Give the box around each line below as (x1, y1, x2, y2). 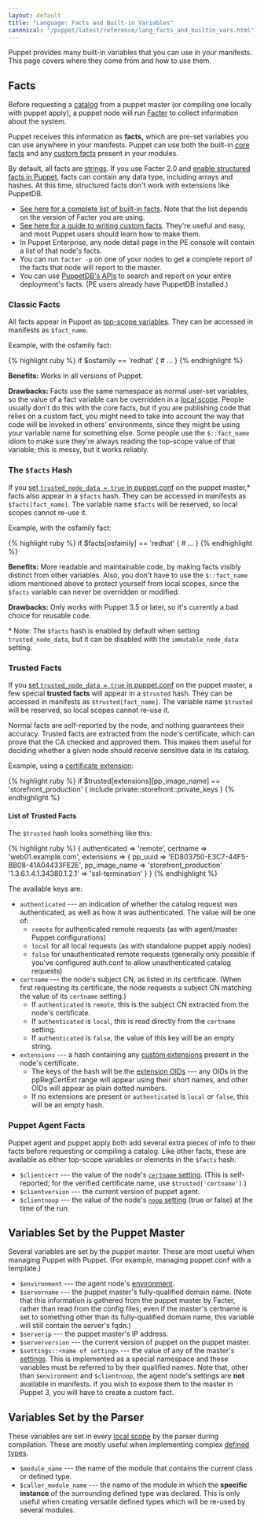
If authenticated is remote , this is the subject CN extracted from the (31, 1000, 249, 1009)
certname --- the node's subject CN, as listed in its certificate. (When (19, 974, 242, 985)
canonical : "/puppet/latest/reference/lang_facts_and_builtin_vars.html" (8, 26, 255, 34)
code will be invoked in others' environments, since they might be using (8, 420, 240, 429)
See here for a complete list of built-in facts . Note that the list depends (19, 204, 248, 213)
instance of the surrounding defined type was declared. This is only (19, 1489, 240, 1498)
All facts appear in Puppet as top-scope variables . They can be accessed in (8, 317, 254, 327)
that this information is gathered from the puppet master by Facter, (19, 1296, 236, 1305)
